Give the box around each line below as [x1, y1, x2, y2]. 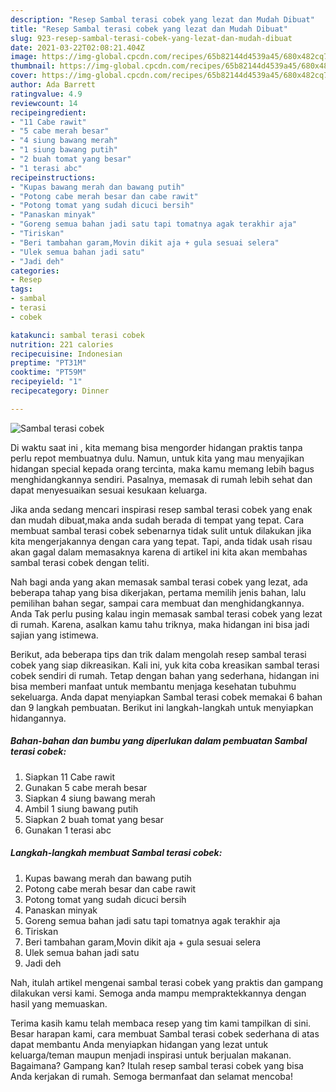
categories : [10, 266, 60, 276]
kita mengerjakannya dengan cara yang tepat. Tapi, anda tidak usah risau [10, 535, 313, 547]
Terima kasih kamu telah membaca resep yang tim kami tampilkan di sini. [10, 1017, 312, 1029]
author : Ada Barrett [10, 80, 97, 90]
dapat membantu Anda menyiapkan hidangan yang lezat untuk [10, 1038, 269, 1050]
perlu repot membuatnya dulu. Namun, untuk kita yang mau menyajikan [10, 452, 305, 464]
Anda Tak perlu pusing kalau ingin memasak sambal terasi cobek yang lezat [10, 607, 323, 620]
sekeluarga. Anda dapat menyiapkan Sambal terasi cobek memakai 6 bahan [10, 691, 323, 703]
